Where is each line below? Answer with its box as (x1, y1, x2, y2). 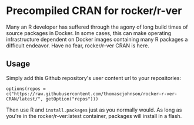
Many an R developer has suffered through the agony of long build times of (6, 23, 188, 30)
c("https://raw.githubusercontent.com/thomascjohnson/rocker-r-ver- (6, 91, 178, 97)
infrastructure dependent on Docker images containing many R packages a (6, 36, 188, 43)
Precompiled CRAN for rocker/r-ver (6, 4, 182, 18)
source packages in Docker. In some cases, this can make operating (6, 29, 172, 36)
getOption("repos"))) (45, 96, 99, 102)
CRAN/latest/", (6, 96, 44, 102)
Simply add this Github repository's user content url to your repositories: (6, 74, 181, 81)
